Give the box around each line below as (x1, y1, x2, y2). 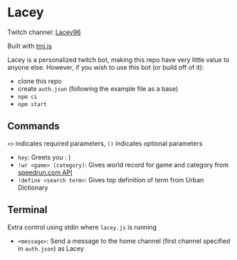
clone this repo (17, 76, 62, 85)
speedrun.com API (17, 168, 73, 177)
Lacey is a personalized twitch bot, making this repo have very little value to (7, 55, 230, 64)
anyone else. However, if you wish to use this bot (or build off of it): (7, 63, 204, 71)
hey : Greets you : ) (17, 152, 71, 161)
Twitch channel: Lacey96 (7, 28, 81, 36)
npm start (17, 100, 48, 108)
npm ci (17, 93, 38, 100)
